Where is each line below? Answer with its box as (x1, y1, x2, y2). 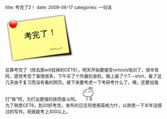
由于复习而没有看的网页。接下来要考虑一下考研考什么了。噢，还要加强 (13, 79, 158, 85)
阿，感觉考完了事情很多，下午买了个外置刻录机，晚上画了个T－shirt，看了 (5, 73, 157, 79)
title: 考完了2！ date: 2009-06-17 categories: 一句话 (5, 4, 112, 10)
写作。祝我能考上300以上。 (13, 109, 71, 115)
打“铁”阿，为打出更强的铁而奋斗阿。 (5, 96, 79, 102)
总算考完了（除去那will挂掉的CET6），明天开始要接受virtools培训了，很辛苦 (5, 67, 159, 73)
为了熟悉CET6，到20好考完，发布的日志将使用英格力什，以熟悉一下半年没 (5, 103, 158, 108)
